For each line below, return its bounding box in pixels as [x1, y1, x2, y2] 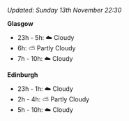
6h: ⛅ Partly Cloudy [17, 44, 76, 52]
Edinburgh [7, 71, 38, 79]
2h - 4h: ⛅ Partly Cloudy [17, 95, 90, 104]
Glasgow [7, 20, 33, 27]
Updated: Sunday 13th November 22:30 [7, 6, 122, 14]
